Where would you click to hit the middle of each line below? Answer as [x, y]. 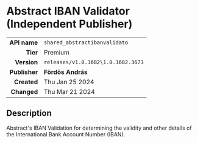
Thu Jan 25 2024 [69, 82]
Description [29, 113]
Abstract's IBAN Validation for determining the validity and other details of [99, 128]
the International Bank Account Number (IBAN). [66, 134]
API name [24, 42]
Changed [24, 91]
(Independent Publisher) [69, 24]
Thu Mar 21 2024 [69, 91]
